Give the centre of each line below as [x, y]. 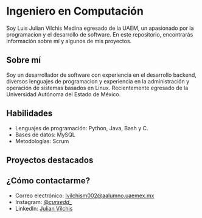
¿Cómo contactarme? [48, 181]
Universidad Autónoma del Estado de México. [64, 94]
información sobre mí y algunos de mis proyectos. [69, 41]
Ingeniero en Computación [75, 11]
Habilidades [30, 114]
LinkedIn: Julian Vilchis [44, 208]
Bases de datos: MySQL [45, 135]
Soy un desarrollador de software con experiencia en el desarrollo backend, [101, 75]
